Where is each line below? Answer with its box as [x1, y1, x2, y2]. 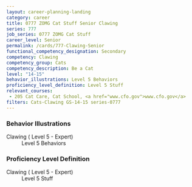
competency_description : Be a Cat [6, 65, 94, 72]
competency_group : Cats [6, 59, 67, 66]
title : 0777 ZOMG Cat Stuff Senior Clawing [6, 20, 118, 26]
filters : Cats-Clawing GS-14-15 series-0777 [6, 99, 121, 105]
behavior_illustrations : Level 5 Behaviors [6, 76, 118, 83]
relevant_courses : [6, 88, 53, 94]
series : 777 [6, 25, 36, 32]
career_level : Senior [6, 37, 61, 43]
